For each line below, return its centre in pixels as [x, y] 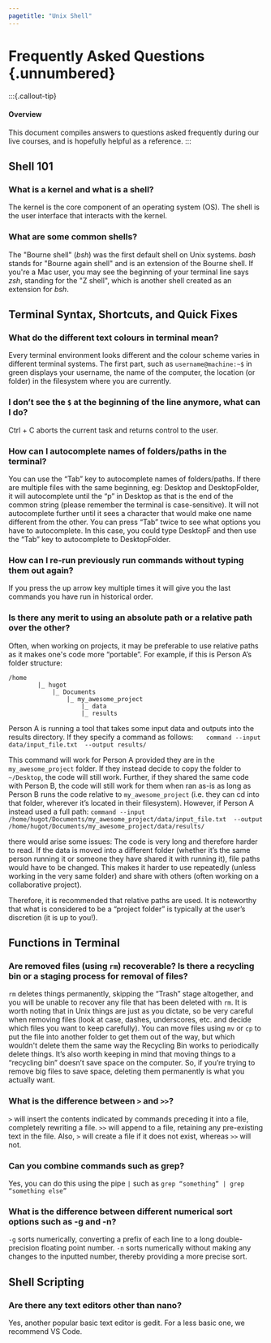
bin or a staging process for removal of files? [98, 976]
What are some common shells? [73, 237]
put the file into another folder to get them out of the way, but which [122, 1037]
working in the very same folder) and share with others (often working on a [134, 876]
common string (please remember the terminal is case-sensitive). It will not [134, 505]
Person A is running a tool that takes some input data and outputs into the [131, 728]
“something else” [38, 1191]
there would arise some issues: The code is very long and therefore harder [133, 842]
